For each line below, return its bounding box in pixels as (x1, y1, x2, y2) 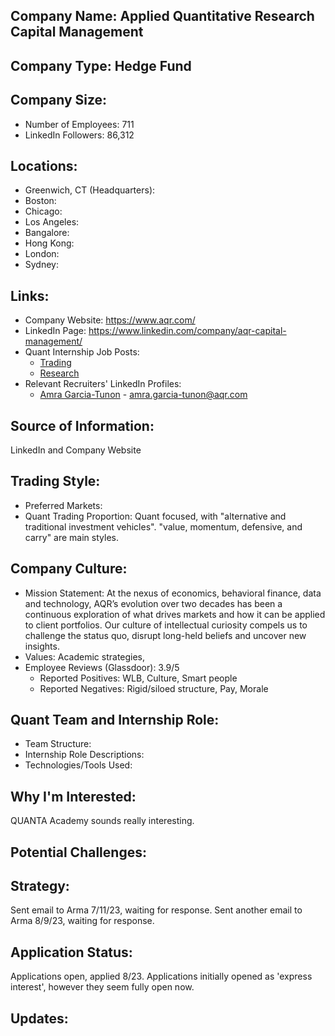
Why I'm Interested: (10, 788, 137, 805)
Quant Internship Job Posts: (24, 346, 140, 358)
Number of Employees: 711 (24, 118, 135, 130)
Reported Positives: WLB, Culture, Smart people (39, 672, 238, 684)
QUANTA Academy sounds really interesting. (10, 815, 195, 827)
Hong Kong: (24, 237, 75, 249)
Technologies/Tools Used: (24, 759, 133, 771)
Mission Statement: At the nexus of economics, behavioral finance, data (24, 587, 322, 599)
